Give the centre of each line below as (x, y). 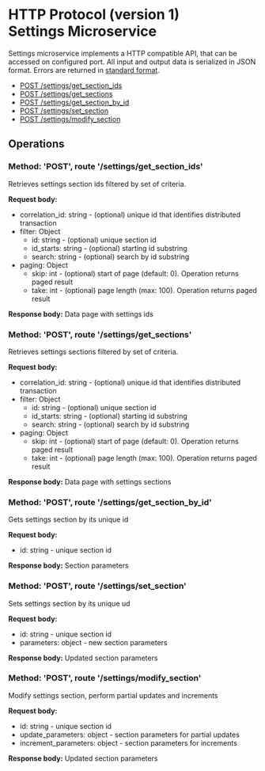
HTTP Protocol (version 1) (94, 15)
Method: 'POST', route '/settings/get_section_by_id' (110, 502)
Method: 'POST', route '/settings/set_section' (98, 586)
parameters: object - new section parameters (93, 642)
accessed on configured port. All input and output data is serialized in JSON (132, 62)
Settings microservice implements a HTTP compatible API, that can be (123, 53)
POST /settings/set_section (64, 110)
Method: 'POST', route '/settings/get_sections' (100, 334)
